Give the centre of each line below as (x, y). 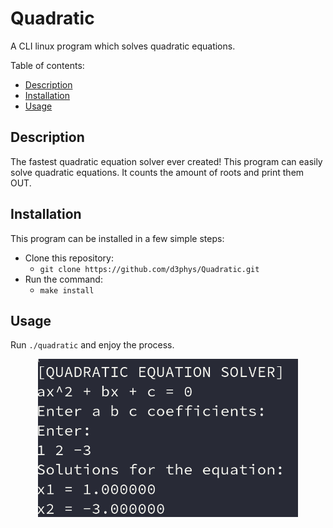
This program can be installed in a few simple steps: (117, 238)
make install (67, 290)
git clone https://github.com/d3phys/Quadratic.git (149, 269)
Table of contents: (47, 65)
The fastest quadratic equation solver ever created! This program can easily (166, 161)
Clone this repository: (69, 258)
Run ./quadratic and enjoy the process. (92, 345)
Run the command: (63, 279)
